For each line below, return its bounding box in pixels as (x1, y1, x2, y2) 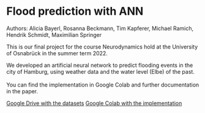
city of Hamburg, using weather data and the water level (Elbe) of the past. (6, 68, 195, 75)
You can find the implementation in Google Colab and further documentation (6, 81, 199, 88)
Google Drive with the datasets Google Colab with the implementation (6, 99, 182, 107)
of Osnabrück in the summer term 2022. (6, 49, 108, 56)
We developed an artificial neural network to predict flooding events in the (6, 61, 193, 69)
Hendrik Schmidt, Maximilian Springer (6, 31, 102, 38)
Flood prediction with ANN (6, 4, 144, 18)
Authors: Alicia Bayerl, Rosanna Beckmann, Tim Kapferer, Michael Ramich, (6, 25, 194, 32)
